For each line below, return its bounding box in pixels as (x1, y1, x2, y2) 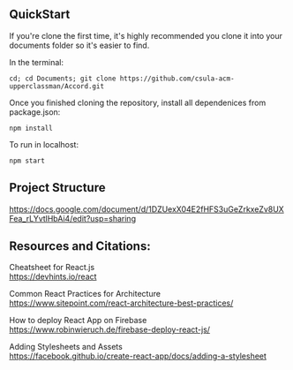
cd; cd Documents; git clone (9, 74, 116, 83)
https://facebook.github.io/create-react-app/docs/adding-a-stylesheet (9, 351, 267, 361)
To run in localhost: (9, 139, 79, 149)
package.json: (9, 106, 61, 117)
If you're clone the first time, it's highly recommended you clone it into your (9, 30, 283, 41)
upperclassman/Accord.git (9, 81, 104, 91)
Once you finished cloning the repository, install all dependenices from (9, 97, 267, 108)
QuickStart (9, 7, 71, 22)
